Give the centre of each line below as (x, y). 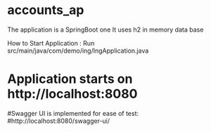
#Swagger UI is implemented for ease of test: (73, 113)
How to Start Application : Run (51, 43)
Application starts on (70, 79)
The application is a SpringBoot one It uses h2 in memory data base (105, 29)
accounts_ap (46, 10)
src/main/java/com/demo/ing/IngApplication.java (78, 51)
